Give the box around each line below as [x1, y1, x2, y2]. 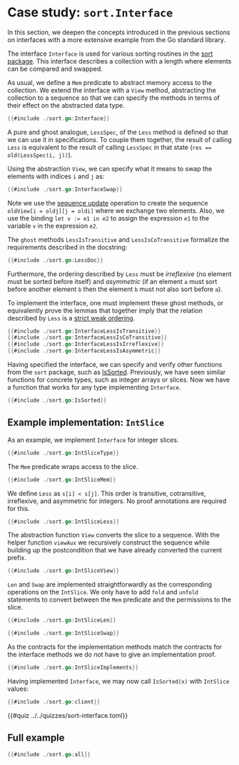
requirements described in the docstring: [7, 243, 128, 251]
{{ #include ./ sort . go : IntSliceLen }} [7, 617, 116, 624]
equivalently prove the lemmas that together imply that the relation [7, 306, 203, 315]
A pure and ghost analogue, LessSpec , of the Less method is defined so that [7, 128, 228, 136]
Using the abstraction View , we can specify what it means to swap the [7, 164, 213, 173]
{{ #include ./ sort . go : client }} [7, 698, 101, 705]
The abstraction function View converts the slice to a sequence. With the [7, 531, 220, 539]
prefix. [7, 554, 27, 562]
